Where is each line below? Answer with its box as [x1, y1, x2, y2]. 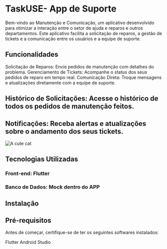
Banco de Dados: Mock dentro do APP [5, 184, 100, 191]
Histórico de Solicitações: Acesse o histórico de [5, 94, 158, 103]
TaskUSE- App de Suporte [5, 3, 117, 15]
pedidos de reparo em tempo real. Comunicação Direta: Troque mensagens [5, 74, 162, 80]
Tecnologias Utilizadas [5, 155, 78, 163]
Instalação [5, 199, 39, 208]
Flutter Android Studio [5, 239, 51, 245]
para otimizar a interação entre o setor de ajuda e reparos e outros [5, 25, 143, 31]
